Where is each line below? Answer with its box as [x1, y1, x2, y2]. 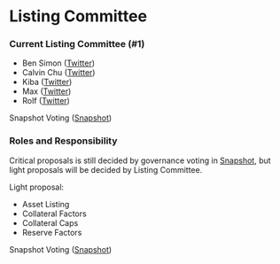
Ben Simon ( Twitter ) [21, 58, 96, 68]
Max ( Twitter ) [21, 86, 72, 97]
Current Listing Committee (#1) [9, 38, 145, 50]
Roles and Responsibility [9, 135, 118, 147]
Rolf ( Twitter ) [21, 96, 71, 106]
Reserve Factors [21, 227, 82, 237]
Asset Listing [21, 198, 70, 209]
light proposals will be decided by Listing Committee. [9, 164, 203, 175]
